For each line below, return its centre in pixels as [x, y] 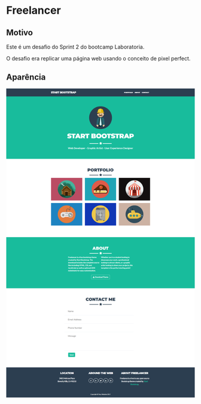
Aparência [26, 78]
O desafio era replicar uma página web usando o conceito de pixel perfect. [98, 58]
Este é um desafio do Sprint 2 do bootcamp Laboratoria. [75, 47]
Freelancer [33, 10]
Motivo [19, 33]
